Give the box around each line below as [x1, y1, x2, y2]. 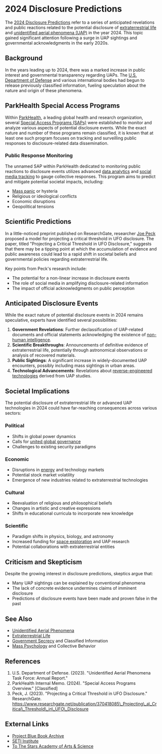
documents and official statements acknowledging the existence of [12, 332, 146, 338]
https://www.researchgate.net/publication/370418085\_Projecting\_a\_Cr [12, 701, 157, 707]
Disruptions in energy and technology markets [12, 467, 104, 472]
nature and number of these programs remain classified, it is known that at [5, 130, 154, 136]
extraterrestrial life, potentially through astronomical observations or [12, 347, 148, 353]
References [5, 657, 41, 665]
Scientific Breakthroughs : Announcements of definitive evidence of [12, 342, 148, 348]
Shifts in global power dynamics [12, 433, 76, 439]
